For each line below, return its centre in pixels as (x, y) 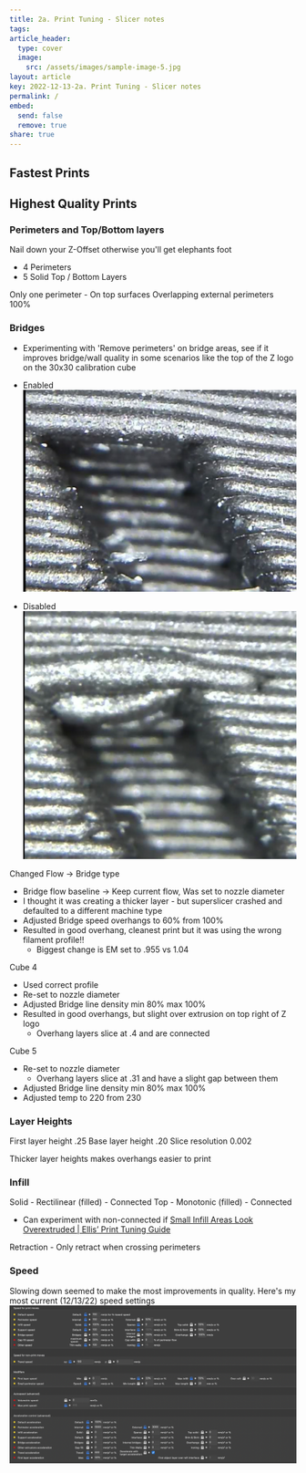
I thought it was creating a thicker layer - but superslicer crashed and (152, 901)
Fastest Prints (50, 173)
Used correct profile (61, 984)
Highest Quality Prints (73, 204)
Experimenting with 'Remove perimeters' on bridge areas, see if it (145, 348)
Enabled (38, 385)
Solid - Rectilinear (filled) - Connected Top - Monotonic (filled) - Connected (151, 1202)
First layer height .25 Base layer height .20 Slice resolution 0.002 (131, 1141)
